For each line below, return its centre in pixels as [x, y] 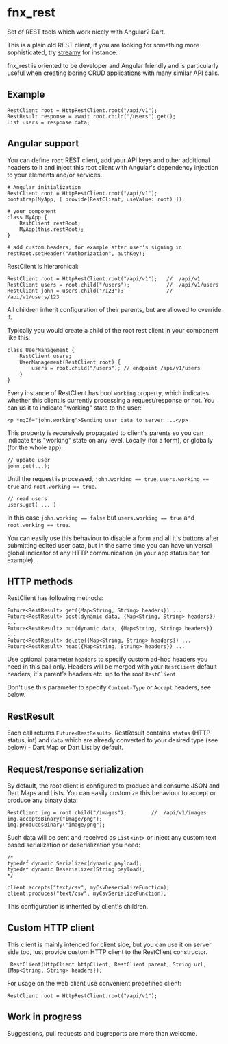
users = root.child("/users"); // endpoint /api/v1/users [116, 368]
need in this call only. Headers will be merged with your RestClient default [112, 667]
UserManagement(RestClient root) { [70, 362]
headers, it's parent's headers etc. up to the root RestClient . [92, 674]
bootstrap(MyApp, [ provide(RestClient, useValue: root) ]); [96, 199]
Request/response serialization [75, 769]
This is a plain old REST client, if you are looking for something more [103, 45]
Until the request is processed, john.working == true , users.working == [108, 478]
